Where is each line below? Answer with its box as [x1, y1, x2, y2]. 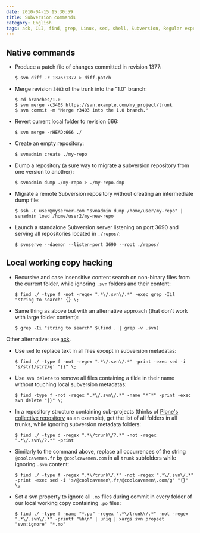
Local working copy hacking [6, 258, 113, 268]
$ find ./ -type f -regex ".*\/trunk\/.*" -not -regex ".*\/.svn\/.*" [14, 472, 194, 478]
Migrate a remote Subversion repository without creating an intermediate [14, 190, 193, 198]
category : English [6, 20, 52, 26]
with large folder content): [14, 313, 79, 321]
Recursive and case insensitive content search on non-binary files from [14, 273, 190, 281]
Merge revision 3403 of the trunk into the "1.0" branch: [14, 85, 147, 93]
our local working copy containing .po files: [14, 499, 121, 506]
